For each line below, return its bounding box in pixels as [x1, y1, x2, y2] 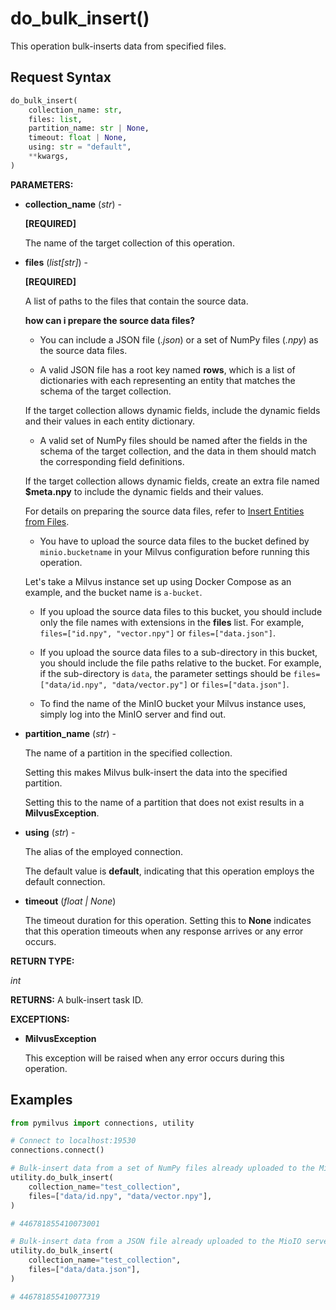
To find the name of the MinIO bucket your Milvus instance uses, [39, 697, 307, 709]
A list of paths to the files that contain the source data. [24, 295, 249, 307]
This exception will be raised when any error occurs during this [24, 1052, 285, 1064]
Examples [10, 1092, 73, 1109]
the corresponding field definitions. [39, 455, 185, 467]
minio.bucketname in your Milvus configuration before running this [39, 545, 310, 557]
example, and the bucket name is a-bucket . [24, 586, 203, 598]
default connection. [24, 875, 106, 887]
